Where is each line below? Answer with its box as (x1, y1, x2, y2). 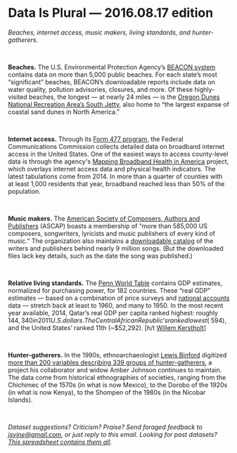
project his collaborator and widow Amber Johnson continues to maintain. (8, 365, 222, 374)
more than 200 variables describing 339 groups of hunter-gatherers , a (8, 358, 212, 367)
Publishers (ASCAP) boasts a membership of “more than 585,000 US (8, 221, 208, 230)
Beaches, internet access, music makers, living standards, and (8, 28, 191, 37)
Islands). (8, 395, 33, 404)
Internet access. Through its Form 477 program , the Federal (8, 135, 184, 143)
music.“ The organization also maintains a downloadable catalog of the (8, 237, 214, 245)
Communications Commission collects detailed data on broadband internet (8, 142, 225, 150)
